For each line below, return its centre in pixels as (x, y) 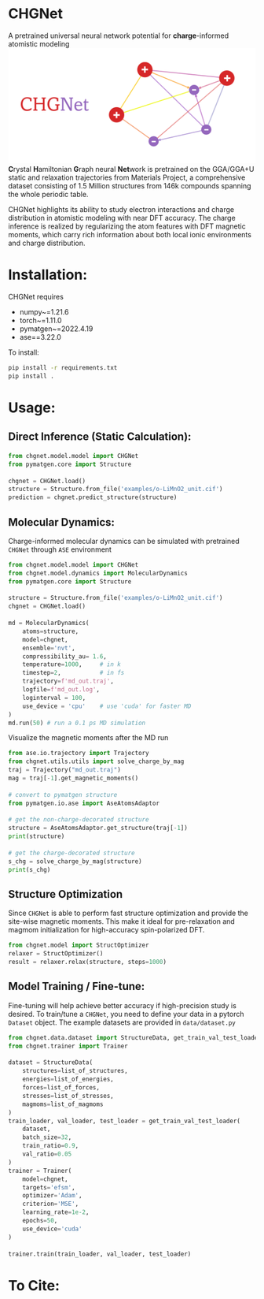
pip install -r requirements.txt (63, 368)
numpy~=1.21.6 (44, 312)
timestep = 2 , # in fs (73, 673)
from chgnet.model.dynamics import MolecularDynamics (98, 573)
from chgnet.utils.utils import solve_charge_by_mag (96, 761)
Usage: (32, 408)
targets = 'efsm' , (49, 1187)
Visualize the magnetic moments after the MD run (88, 738)
